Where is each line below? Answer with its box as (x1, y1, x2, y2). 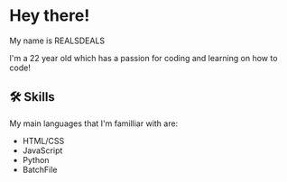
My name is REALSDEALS (9, 35, 106, 46)
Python (22, 154, 50, 165)
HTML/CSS (22, 135, 65, 146)
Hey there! (9, 5, 90, 26)
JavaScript (22, 145, 63, 156)
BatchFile (22, 164, 58, 175)
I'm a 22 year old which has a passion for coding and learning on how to (9, 52, 278, 63)
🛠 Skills (9, 89, 56, 105)
